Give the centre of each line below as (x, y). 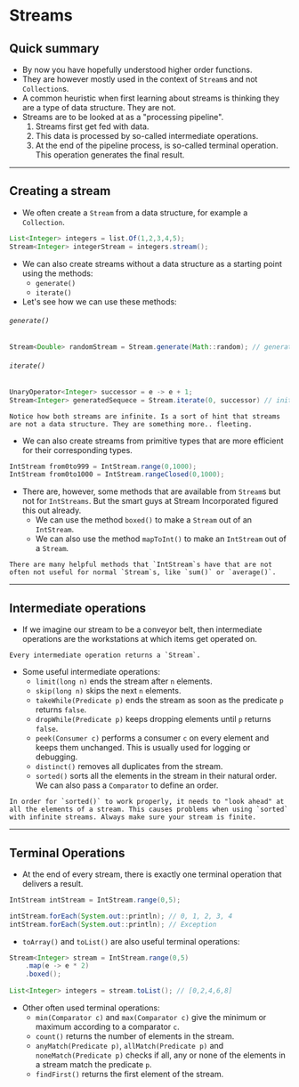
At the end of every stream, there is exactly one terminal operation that (152, 874)
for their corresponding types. (77, 450)
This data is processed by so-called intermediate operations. (147, 136)
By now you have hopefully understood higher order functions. (137, 69)
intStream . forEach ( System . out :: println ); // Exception (113, 924)
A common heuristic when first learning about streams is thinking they (151, 98)
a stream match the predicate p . (93, 1064)
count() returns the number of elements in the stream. (135, 1036)
